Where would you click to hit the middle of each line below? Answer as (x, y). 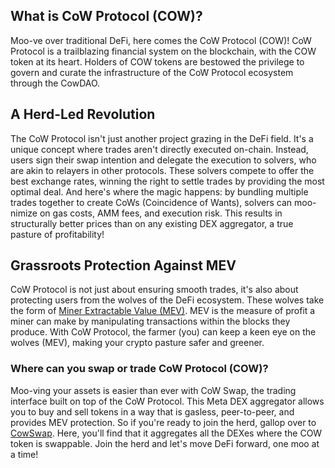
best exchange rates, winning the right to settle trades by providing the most (167, 181)
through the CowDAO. (55, 83)
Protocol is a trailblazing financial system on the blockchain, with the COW (163, 51)
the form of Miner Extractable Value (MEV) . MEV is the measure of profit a (163, 311)
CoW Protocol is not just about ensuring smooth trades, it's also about (154, 290)
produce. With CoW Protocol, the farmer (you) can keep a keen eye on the (163, 332)
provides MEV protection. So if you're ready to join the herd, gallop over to (163, 422)
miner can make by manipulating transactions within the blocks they (150, 321)
